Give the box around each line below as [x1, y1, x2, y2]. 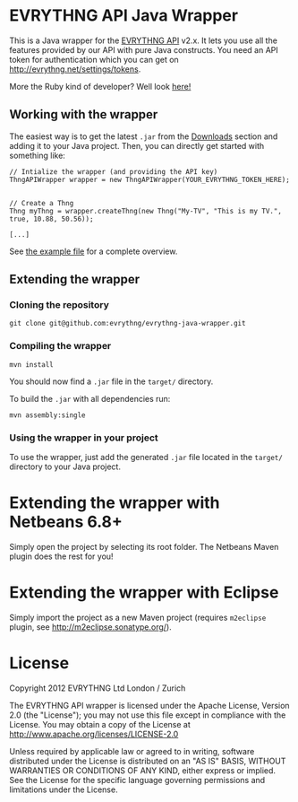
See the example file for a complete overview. [9, 246, 178, 257]
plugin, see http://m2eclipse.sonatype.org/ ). [9, 621, 172, 632]
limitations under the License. [9, 784, 118, 795]
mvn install [9, 360, 54, 369]
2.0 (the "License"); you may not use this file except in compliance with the [9, 710, 286, 720]
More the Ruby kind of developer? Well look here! [9, 81, 192, 92]
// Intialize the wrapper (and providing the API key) [9, 167, 218, 176]
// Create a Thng [9, 198, 74, 207]
